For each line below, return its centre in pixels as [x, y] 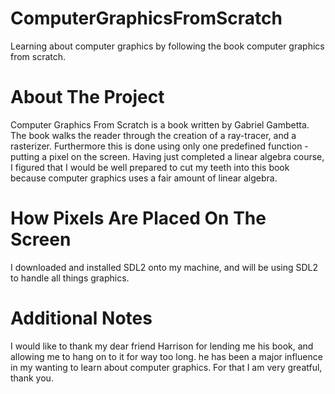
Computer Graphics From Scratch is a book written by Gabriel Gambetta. [160, 124]
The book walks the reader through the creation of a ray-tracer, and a [153, 135]
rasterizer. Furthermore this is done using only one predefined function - [159, 146]
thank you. [32, 378]
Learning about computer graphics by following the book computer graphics [167, 46]
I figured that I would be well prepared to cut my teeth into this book [150, 167]
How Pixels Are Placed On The [138, 218]
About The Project [87, 97]
